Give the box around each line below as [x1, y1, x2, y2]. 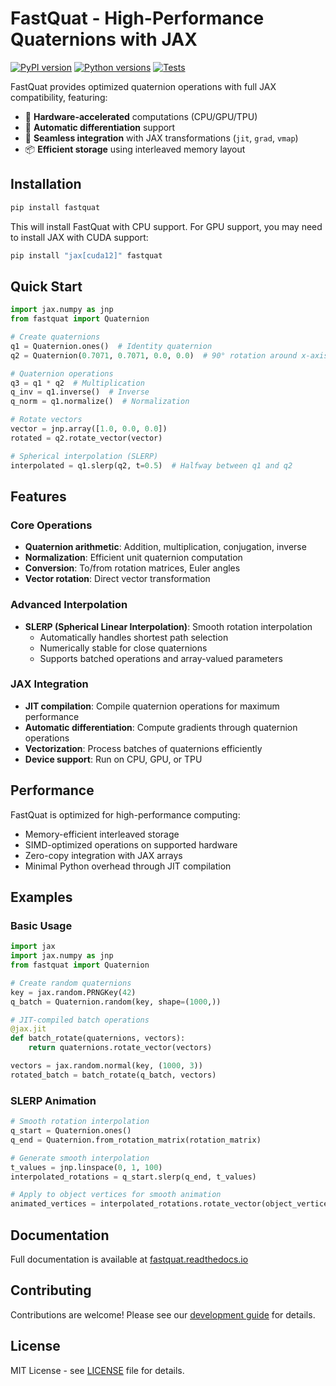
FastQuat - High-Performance [10, 7, 265, 30]
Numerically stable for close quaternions [39, 642, 208, 654]
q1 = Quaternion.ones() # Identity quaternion [10, 341, 213, 351]
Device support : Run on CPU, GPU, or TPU [24, 753, 203, 765]
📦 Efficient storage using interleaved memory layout [24, 143, 246, 155]
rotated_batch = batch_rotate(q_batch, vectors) [10, 1070, 217, 1080]
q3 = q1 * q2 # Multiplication [10, 378, 145, 388]
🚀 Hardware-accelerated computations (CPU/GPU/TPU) [24, 110, 258, 122]
